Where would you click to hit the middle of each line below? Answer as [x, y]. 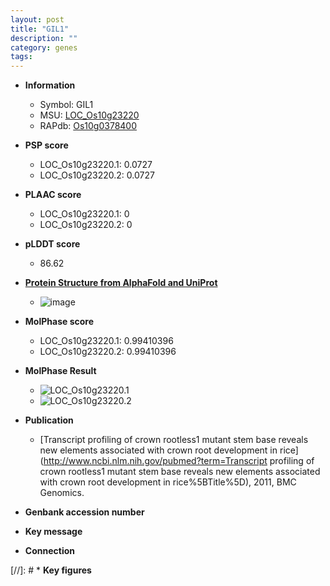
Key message [53, 532]
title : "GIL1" [40, 29]
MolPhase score [59, 322]
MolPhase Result [60, 371]
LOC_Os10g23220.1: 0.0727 [96, 165]
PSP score [46, 145]
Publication [49, 420]
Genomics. [62, 493]
